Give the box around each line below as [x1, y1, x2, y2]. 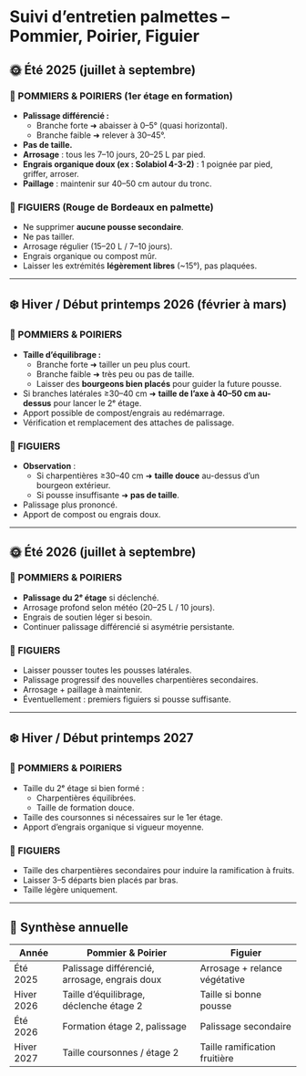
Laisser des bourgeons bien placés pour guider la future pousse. [36, 378, 282, 389]
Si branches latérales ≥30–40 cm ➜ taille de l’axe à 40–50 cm [22, 388, 257, 399]
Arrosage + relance [199, 961, 282, 974]
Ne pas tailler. [22, 231, 75, 243]
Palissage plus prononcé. [22, 499, 118, 510]
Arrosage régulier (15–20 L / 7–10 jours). [22, 241, 173, 252]
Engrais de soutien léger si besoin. [22, 611, 153, 622]
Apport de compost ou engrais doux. [22, 509, 161, 520]
